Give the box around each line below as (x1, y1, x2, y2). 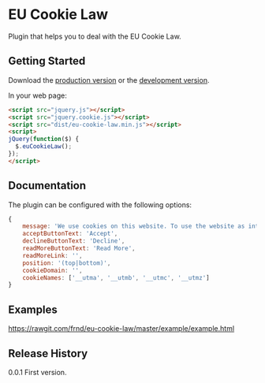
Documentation (8, 179, 87, 192)
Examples (8, 303, 58, 316)
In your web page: (8, 91, 67, 100)
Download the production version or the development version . (8, 75, 210, 84)
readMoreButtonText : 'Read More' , (22, 244, 136, 253)
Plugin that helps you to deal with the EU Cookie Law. (8, 32, 181, 41)
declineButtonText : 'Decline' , (22, 237, 125, 245)
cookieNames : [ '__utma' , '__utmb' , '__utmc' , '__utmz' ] (22, 273, 211, 281)
